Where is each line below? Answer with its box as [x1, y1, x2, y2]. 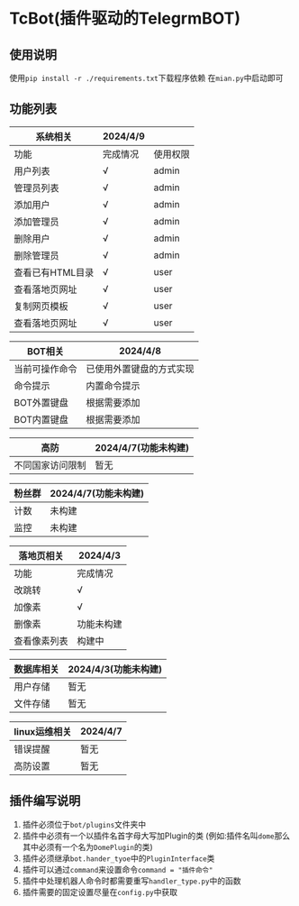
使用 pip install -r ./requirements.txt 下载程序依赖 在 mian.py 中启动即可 [9, 73, 284, 83]
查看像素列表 [14, 635, 69, 647]
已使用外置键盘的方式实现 [86, 362, 195, 375]
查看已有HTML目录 [14, 266, 95, 279]
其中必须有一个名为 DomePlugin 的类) [22, 841, 153, 852]
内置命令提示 [86, 380, 141, 392]
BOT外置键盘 [14, 396, 69, 408]
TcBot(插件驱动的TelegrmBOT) [9, 8, 241, 29]
